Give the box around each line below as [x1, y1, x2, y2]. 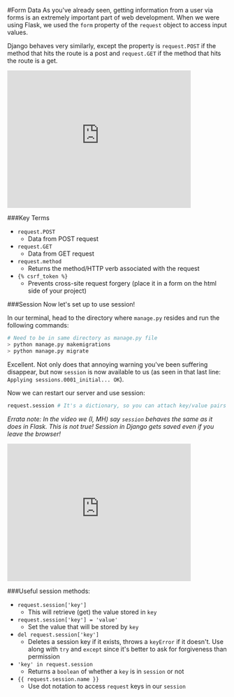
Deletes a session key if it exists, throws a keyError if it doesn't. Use [27, 637, 224, 645]
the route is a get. [7, 57, 58, 65]
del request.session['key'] [17, 631, 99, 638]
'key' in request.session [17, 661, 93, 668]
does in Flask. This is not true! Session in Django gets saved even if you [7, 422, 214, 430]
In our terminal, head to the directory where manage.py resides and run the [7, 314, 220, 322]
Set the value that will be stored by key [27, 622, 139, 631]
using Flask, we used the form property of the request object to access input [7, 21, 227, 29]
